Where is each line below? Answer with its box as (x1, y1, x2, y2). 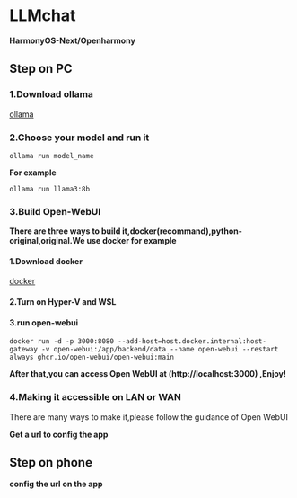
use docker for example (86, 236, 177, 246)
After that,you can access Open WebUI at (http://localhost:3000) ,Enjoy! (9, 369, 287, 379)
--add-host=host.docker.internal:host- (118, 337, 267, 346)
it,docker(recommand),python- (122, 226, 242, 236)
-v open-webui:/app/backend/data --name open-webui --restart (41, 345, 279, 354)
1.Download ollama (9, 88, 94, 101)
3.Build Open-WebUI (9, 205, 101, 218)
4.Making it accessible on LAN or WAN (9, 391, 181, 404)
